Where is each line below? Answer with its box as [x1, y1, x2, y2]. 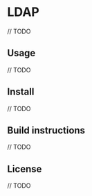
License [7, 163, 42, 174]
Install [7, 86, 35, 98]
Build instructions [7, 124, 85, 136]
